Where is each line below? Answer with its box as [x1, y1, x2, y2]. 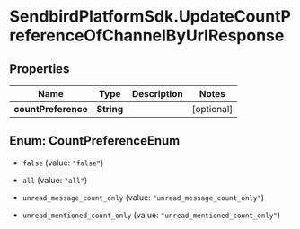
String [96, 103, 124, 115]
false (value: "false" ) [22, 157, 104, 168]
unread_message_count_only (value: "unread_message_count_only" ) [22, 191, 265, 203]
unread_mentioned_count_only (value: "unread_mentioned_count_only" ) [22, 209, 281, 220]
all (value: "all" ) [22, 174, 88, 185]
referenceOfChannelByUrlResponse [9, 25, 285, 46]
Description [131, 88, 183, 100]
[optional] [191, 103, 234, 115]
